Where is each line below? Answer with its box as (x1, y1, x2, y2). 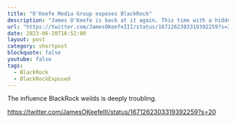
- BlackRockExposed (13, 75, 71, 82)
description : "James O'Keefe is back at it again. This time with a (7, 17, 212, 24)
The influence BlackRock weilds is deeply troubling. (7, 94, 157, 103)
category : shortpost (7, 43, 68, 50)
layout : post (7, 36, 46, 43)
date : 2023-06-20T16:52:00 (7, 29, 86, 37)
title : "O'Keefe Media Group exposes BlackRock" (7, 10, 152, 17)
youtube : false (7, 56, 52, 63)
